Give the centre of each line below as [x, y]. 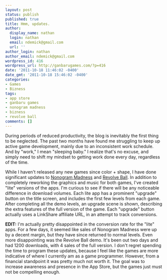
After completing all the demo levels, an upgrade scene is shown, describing [84, 203]
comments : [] [19, 121]
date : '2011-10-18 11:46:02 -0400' [42, 70]
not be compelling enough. [33, 272]
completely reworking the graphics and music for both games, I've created [82, 182]
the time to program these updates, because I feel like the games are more [82, 250]
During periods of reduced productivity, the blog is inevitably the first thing [82, 135]
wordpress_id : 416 [24, 61]
